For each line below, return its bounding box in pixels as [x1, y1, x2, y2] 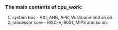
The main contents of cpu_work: [5, 4, 83, 10]
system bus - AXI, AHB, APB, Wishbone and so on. [12, 15, 114, 20]
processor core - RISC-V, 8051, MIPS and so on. [12, 20, 108, 25]
